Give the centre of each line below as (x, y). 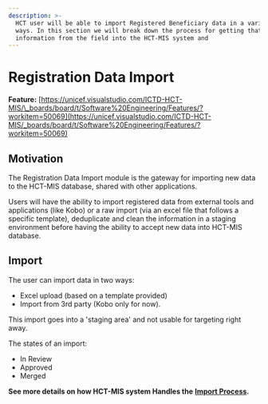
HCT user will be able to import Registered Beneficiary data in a (130, 23)
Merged (33, 375)
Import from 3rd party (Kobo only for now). (90, 303)
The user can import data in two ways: (71, 279)
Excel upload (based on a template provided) (93, 295)
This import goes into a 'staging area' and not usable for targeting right (125, 319)
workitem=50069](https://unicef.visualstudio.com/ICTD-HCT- (110, 117)
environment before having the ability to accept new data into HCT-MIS (125, 227)
